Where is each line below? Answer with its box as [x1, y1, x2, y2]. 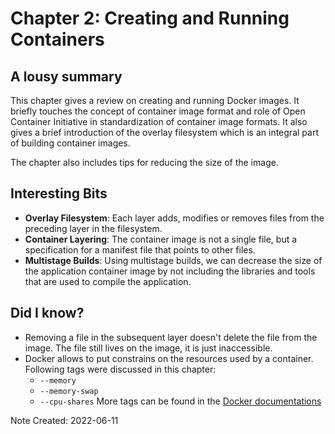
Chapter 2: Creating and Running [10, 7, 290, 30]
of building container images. [10, 137, 131, 149]
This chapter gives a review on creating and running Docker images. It [10, 95, 300, 106]
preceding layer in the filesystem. [24, 222, 163, 234]
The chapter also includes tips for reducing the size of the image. [10, 157, 279, 168]
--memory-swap [39, 386, 99, 396]
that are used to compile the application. [24, 275, 192, 287]
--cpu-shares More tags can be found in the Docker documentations [39, 395, 322, 407]
